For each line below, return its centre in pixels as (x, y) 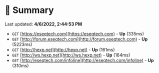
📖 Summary (29, 10)
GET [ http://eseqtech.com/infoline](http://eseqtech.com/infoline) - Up (83, 60)
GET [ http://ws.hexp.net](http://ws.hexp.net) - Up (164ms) (71, 55)
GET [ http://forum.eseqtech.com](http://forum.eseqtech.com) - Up (80, 39)
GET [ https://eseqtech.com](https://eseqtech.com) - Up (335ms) (78, 33)
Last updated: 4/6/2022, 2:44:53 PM (43, 24)
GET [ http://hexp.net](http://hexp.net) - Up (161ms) (63, 49)
